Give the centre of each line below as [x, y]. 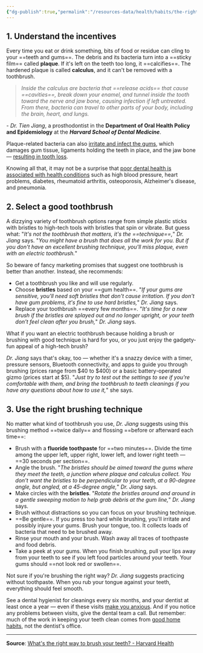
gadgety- [185, 340]
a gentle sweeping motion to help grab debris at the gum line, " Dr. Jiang [105, 500]
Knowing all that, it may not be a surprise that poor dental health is [89, 168]
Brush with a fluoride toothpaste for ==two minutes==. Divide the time [103, 449]
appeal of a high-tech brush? [52, 346]
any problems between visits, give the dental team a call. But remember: [96, 613]
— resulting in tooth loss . [37, 157]
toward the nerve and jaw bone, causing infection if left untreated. [104, 101]
